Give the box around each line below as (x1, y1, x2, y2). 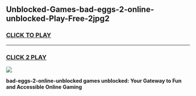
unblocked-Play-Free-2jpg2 (6, 14, 110, 24)
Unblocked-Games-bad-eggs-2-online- (6, 5, 155, 15)
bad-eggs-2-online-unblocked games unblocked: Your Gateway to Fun (6, 77, 182, 84)
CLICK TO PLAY (6, 31, 51, 40)
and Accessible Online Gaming (6, 83, 82, 90)
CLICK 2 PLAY (6, 53, 47, 61)
